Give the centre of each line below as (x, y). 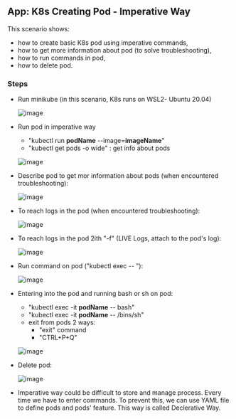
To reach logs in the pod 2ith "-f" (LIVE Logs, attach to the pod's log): (119, 238)
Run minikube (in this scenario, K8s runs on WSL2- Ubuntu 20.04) (114, 100)
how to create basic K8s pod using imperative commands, (103, 43)
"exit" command (63, 330)
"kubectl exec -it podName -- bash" (81, 307)
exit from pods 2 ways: (62, 322)
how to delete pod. (45, 65)
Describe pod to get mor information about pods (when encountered (118, 176)
